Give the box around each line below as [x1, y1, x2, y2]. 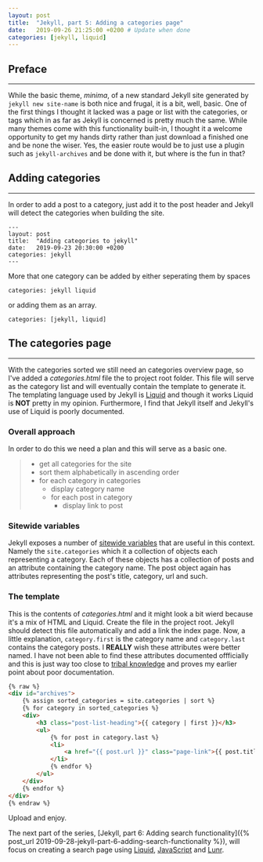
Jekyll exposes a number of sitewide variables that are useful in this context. [8, 538, 255, 547]
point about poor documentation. [8, 667, 115, 677]
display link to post [62, 500, 124, 510]
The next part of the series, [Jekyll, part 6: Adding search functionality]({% [8, 828, 250, 838]
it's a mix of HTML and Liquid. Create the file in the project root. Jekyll [8, 617, 235, 627]
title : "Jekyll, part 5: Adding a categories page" [8, 19, 184, 27]
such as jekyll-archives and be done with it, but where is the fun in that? [8, 149, 246, 158]
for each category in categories [38, 475, 141, 485]
